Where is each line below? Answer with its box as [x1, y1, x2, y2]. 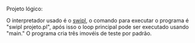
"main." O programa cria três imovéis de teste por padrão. [6, 30, 152, 37]
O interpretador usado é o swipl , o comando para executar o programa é [6, 17, 189, 24]
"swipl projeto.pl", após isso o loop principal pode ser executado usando [6, 24, 189, 30]
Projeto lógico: [6, 5, 43, 12]
